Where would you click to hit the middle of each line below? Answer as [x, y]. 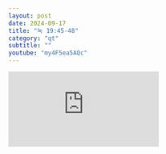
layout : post [30, 16]
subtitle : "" [30, 46]
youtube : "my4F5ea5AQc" [48, 53]
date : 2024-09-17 [37, 23]
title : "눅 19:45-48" [43, 30]
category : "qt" [34, 38]
